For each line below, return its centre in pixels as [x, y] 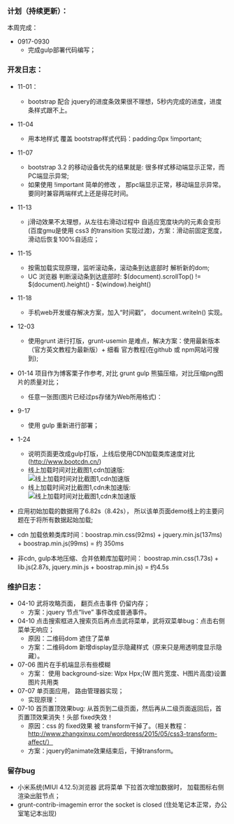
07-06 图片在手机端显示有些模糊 [64, 664]
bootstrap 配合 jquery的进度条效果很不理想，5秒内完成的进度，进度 [125, 101]
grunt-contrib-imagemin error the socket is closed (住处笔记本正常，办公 [122, 805]
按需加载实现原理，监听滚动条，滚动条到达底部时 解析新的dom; [118, 267]
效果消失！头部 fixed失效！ [75, 717]
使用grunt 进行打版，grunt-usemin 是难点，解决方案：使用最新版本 [124, 340]
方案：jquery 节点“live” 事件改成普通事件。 [89, 612]
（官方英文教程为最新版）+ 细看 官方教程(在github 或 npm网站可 [120, 349]
